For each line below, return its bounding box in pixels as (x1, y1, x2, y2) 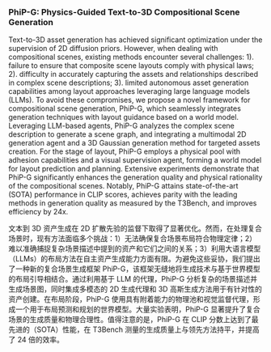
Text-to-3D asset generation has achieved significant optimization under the (8, 35, 263, 45)
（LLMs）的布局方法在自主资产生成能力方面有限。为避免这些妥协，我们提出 (8, 254, 260, 264)
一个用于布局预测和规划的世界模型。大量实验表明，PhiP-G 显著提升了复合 (15, 304, 260, 314)
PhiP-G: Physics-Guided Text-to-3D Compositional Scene (8, 6, 240, 18)
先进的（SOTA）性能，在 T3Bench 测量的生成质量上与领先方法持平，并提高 (8, 324, 260, 334)
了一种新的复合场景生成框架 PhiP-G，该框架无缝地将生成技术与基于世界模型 (8, 264, 260, 274)
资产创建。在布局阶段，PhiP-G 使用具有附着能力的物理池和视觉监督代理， (8, 295, 253, 304)
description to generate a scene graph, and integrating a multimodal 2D (8, 129, 247, 139)
